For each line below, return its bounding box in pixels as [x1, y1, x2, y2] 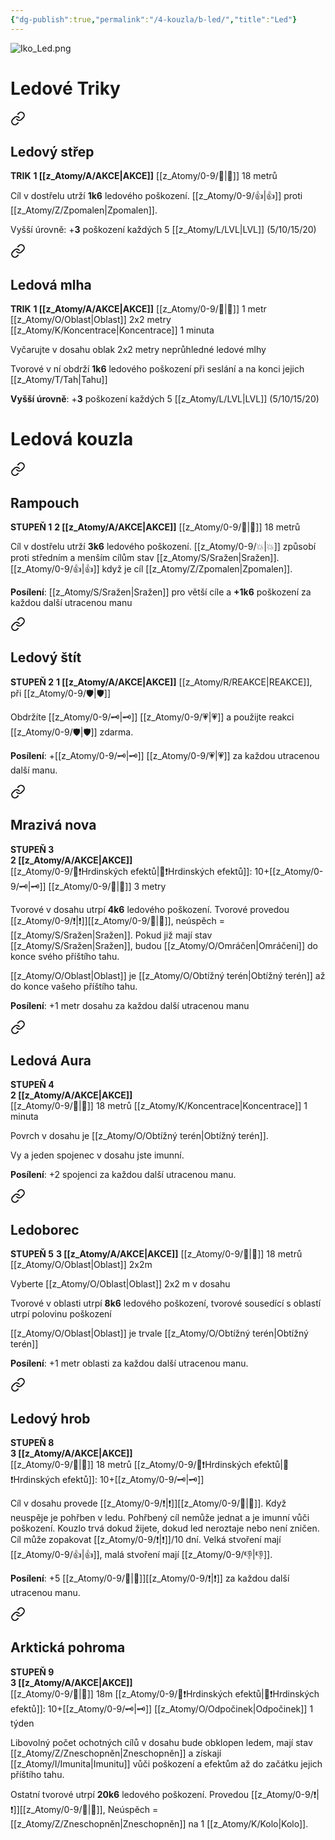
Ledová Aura [10, 1052, 92, 1069]
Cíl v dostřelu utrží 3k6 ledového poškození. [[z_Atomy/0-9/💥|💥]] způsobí [10, 540, 317, 552]
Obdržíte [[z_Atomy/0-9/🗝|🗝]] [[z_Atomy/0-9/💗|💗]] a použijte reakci [10, 711, 295, 723]
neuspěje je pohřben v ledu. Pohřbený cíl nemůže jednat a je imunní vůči [10, 1512, 310, 1523]
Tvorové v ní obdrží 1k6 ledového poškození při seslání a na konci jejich [10, 363, 305, 375]
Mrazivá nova [10, 817, 97, 834]
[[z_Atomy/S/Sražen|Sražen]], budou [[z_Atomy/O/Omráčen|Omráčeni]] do [10, 939, 318, 951]
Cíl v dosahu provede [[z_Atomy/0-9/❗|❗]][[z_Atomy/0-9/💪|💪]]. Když [10, 1497, 287, 1509]
